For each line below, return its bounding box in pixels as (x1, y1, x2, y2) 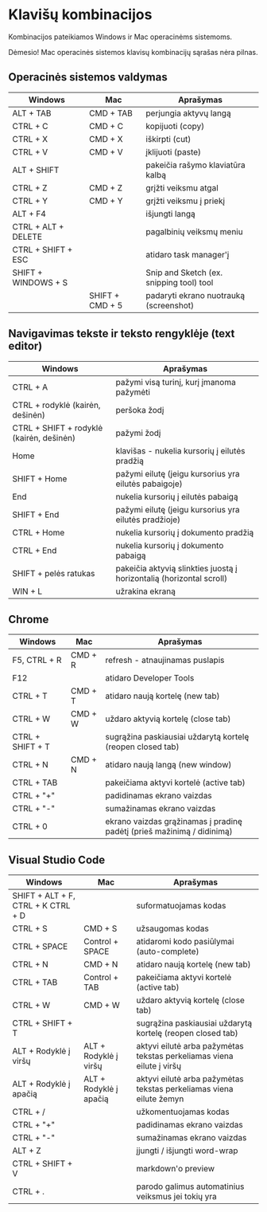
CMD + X (88, 133, 123, 144)
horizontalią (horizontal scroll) (115, 572, 228, 583)
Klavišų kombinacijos (8, 6, 153, 24)
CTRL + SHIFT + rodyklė (12, 422, 103, 433)
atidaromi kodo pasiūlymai (136, 936, 234, 947)
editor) (8, 339, 43, 353)
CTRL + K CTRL (12, 900, 71, 912)
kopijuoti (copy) (145, 120, 205, 131)
